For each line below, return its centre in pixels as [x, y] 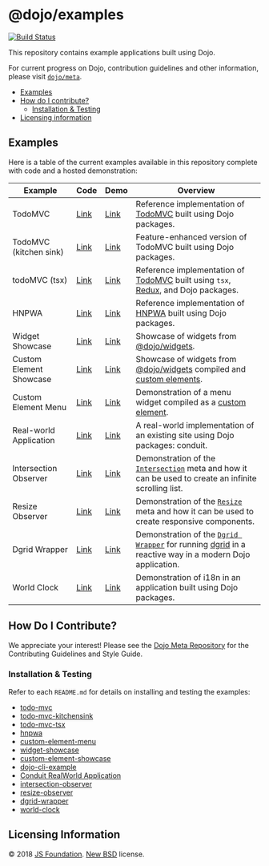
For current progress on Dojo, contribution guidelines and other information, [133, 68]
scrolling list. [159, 488]
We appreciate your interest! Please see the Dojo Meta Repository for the [129, 645]
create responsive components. [195, 521]
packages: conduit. [172, 445]
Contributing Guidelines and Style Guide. [76, 654]
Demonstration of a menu [184, 392]
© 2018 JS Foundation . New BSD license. [76, 854]
